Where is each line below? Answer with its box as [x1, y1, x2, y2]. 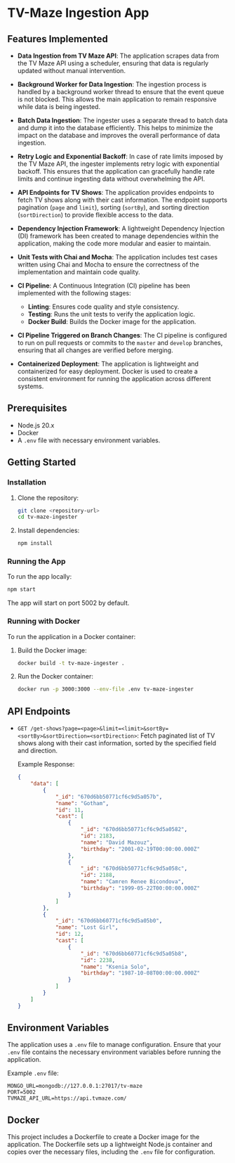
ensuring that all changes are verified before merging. [17, 346, 173, 354]
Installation [7, 477, 47, 487]
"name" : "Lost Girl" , [55, 924, 119, 931]
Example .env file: [7, 1069, 59, 1077]
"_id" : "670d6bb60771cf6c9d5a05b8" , [80, 950, 188, 957]
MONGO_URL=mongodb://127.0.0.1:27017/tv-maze [7, 1083, 142, 1090]
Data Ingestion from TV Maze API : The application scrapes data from [17, 51, 220, 60]
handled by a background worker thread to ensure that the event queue [17, 88, 224, 96]
